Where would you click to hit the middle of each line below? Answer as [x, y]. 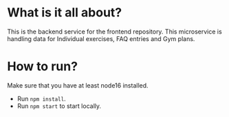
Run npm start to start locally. [59, 106]
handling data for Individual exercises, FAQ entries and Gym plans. [101, 38]
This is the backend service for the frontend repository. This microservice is [115, 31]
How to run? [42, 67]
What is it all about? [65, 13]
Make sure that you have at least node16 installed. [78, 85]
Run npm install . [42, 99]
